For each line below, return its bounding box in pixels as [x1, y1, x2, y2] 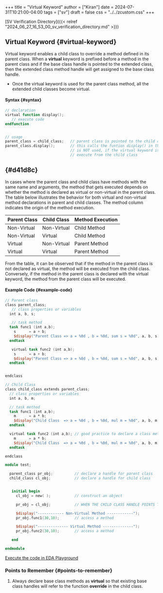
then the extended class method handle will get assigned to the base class [5, 66, 154, 72]
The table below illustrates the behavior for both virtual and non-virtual [5, 194, 147, 200]
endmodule [5, 546, 25, 551]
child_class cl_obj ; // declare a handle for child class [9, 476, 151, 481]
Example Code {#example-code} [5, 287, 73, 293]
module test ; [5, 462, 32, 468]
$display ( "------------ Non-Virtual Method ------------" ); [16, 511, 140, 516]
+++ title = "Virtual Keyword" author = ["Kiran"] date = [5, 4, 114, 10]
